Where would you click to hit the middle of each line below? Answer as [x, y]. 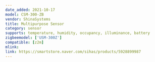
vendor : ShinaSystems [28, 19]
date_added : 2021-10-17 [30, 10]
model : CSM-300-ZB [24, 14]
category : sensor [23, 28]
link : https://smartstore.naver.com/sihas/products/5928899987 [73, 51]
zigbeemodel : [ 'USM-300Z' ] [34, 38]
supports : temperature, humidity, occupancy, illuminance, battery [78, 33]
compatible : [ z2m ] [24, 42]
